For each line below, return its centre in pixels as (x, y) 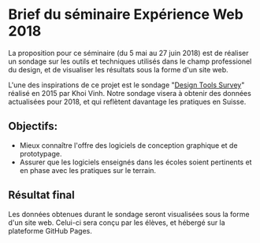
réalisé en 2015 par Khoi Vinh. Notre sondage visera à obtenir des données (130, 93)
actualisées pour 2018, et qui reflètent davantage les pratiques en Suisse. (127, 101)
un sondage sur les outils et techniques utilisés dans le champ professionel (130, 61)
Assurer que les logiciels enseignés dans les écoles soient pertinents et (136, 162)
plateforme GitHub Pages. (50, 230)
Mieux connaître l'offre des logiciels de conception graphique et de (128, 145)
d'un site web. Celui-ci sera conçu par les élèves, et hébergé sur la (117, 223)
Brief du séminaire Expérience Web (126, 15)
